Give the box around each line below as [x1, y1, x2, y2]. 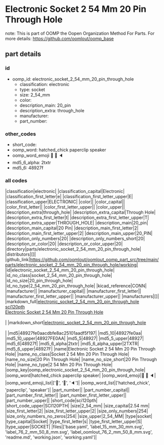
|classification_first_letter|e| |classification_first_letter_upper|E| [5, 194, 133, 200]
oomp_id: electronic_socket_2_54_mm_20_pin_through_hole [12, 76, 134, 82]
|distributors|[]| [5, 251, 36, 258]
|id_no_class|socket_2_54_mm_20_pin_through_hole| [5, 272, 113, 278]
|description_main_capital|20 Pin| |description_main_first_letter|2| [5, 225, 139, 231]
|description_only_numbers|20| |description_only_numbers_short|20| [5, 236, 145, 242]
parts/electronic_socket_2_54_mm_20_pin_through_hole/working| [5, 262, 138, 268]
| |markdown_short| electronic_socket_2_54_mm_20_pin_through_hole [5, 320, 147, 326]
